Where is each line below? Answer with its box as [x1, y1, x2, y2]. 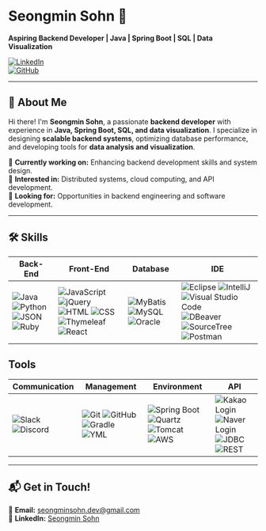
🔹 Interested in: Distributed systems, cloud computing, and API [8, 174, 215, 184]
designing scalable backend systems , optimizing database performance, [8, 134, 249, 143]
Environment [153, 381, 203, 393]
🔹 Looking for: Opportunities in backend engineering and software [8, 191, 226, 200]
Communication [12, 381, 74, 393]
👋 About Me [8, 96, 67, 109]
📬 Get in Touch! [8, 480, 91, 494]
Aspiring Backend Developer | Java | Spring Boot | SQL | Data [8, 33, 214, 43]
